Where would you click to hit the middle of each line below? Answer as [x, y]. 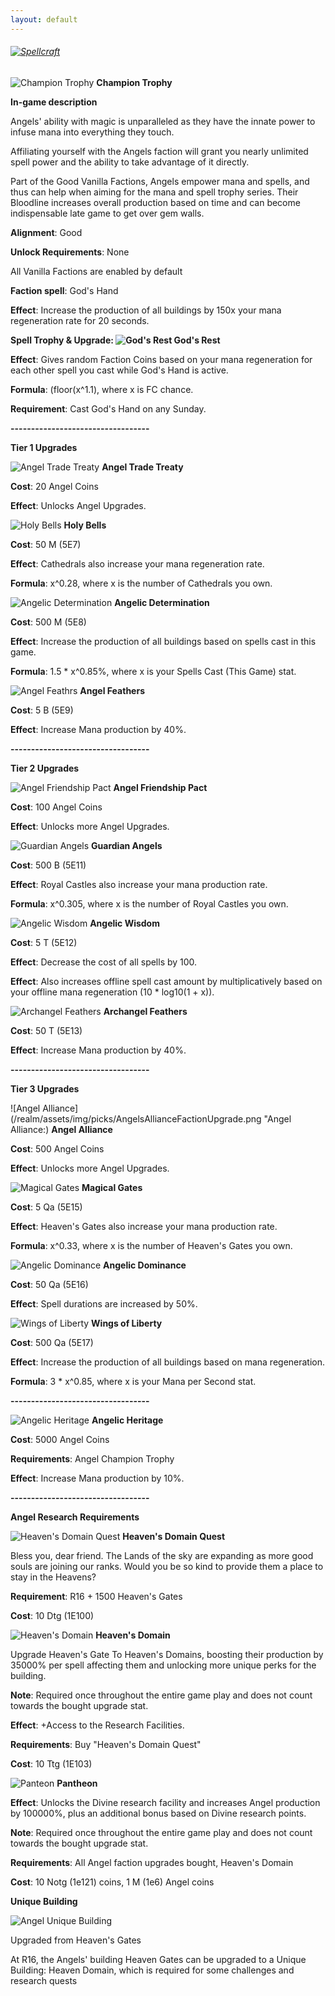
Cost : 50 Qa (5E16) [49, 1284]
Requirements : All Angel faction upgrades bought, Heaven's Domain [152, 1862]
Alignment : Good [46, 232]
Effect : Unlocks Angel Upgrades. [78, 505]
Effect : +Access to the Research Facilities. [97, 1725]
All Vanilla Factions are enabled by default [96, 271]
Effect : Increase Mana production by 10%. [97, 1478]
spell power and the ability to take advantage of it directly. [130, 162]
